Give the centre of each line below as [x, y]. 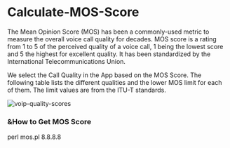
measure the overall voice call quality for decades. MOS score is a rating [112, 39]
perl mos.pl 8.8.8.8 [34, 137]
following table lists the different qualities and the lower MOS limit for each [115, 82]
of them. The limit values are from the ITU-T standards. [87, 90]
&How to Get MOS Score [49, 121]
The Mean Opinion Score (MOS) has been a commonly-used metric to [108, 32]
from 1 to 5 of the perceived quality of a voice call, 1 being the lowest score [115, 46]
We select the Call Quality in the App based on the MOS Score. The [104, 75]
